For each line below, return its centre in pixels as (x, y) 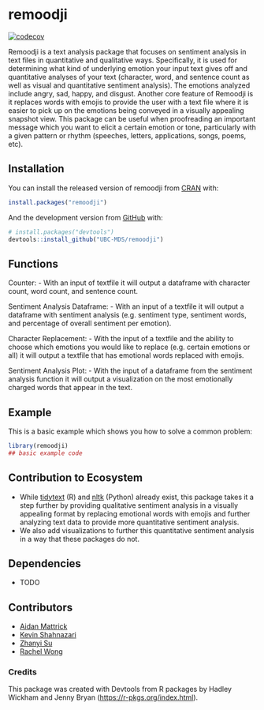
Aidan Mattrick (43, 626)
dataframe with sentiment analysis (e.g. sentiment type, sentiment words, (127, 315)
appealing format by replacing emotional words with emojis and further (135, 513)
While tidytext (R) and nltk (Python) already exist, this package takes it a (136, 497)
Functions (33, 263)
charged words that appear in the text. (70, 388)
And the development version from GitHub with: (86, 217)
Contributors (41, 607)
